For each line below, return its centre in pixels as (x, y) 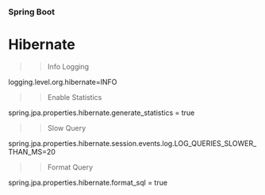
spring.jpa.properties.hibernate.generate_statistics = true (102, 113)
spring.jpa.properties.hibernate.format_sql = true (88, 182)
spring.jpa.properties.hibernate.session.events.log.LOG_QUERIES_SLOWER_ (132, 143)
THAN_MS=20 (32, 151)
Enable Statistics (75, 97)
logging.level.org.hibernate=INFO (63, 82)
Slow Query (67, 128)
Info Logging (68, 67)
